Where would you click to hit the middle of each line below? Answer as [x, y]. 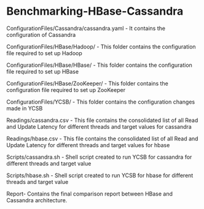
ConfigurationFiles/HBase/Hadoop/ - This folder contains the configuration [101, 47]
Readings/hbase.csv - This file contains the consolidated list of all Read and [102, 139]
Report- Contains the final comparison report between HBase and [90, 194]
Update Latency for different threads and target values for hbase [88, 145]
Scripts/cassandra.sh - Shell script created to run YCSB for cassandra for [99, 157]
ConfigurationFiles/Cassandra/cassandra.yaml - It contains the [86, 28]
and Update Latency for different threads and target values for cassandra [99, 126]
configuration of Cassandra [41, 34]
